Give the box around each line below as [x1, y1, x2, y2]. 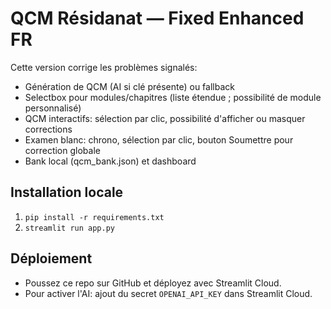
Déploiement [10, 250, 93, 267]
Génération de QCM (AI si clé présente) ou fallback [24, 80, 235, 92]
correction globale [24, 144, 101, 156]
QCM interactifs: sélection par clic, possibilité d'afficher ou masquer [24, 112, 306, 124]
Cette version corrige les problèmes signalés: [10, 61, 198, 73]
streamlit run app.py [24, 223, 115, 233]
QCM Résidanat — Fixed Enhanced [10, 7, 305, 30]
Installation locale [10, 184, 124, 201]
